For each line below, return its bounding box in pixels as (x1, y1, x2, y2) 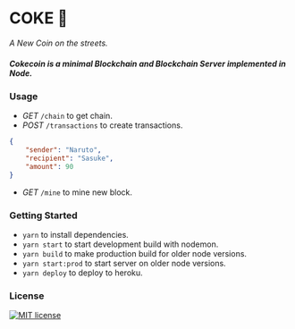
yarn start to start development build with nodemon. (21, 239, 219, 249)
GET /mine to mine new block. (21, 187, 132, 198)
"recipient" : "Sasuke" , (25, 154, 114, 164)
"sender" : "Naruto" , (25, 146, 102, 155)
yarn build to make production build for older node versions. (21, 248, 248, 258)
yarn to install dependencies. (21, 229, 130, 240)
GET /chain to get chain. (21, 111, 114, 122)
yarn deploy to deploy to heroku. (21, 267, 143, 278)
